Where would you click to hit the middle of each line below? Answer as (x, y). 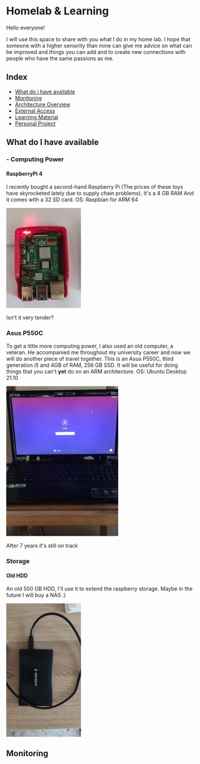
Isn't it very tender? (30, 317)
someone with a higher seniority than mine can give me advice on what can (99, 46)
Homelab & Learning (58, 11)
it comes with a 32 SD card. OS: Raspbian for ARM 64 (72, 200)
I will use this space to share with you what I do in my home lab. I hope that (99, 39)
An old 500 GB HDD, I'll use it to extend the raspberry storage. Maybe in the (99, 589)
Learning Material (36, 117)
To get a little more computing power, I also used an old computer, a (90, 346)
